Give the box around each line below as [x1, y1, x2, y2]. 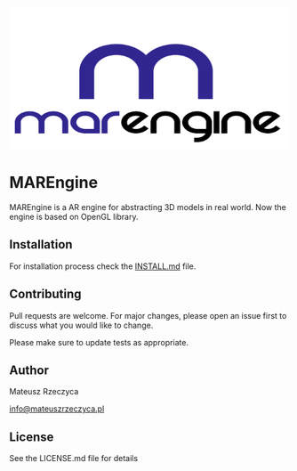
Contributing [9, 287, 82, 302]
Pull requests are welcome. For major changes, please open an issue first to [9, 310, 287, 321]
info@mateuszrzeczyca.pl [9, 403, 105, 414]
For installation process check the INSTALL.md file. [9, 261, 197, 272]
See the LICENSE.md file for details [9, 453, 139, 464]
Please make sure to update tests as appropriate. [9, 337, 189, 347]
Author [9, 362, 49, 378]
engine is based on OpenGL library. [9, 211, 140, 222]
